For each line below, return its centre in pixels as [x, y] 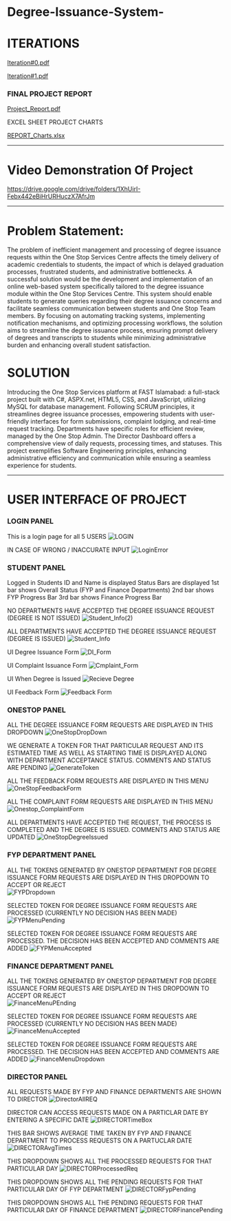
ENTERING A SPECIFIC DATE [48, 1120]
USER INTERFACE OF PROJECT [97, 500]
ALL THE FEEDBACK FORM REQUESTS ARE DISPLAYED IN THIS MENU [108, 781]
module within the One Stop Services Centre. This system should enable [110, 294]
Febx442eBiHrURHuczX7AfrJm [51, 197]
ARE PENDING [27, 768]
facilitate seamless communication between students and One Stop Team [111, 308]
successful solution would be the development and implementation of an [110, 279]
